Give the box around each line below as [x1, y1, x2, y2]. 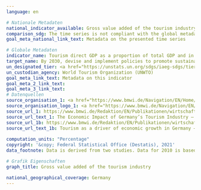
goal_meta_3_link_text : [6, 86, 66, 92]
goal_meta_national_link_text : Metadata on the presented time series [6, 37, 186, 43]
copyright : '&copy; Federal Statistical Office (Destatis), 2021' [6, 142, 175, 148]
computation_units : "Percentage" [6, 136, 90, 143]
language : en [6, 8, 39, 15]
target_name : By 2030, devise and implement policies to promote [6, 58, 172, 64]
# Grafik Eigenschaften [6, 158, 66, 164]
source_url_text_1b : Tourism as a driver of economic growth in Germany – [6, 125, 197, 131]
